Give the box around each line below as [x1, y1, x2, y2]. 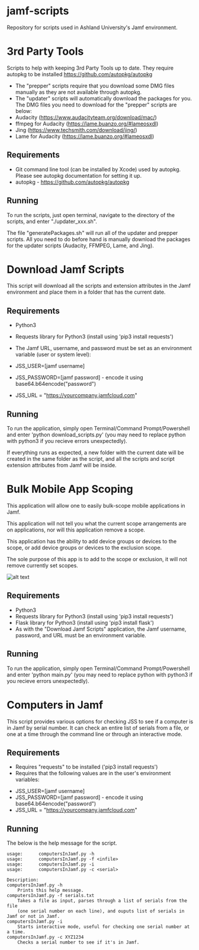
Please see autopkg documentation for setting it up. [15, 172, 142, 179]
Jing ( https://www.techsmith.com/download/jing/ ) [15, 126, 138, 133]
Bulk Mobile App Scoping [7, 483, 133, 496]
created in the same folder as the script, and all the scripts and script [7, 455, 175, 463]
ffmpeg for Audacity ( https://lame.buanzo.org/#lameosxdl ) [15, 120, 159, 127]
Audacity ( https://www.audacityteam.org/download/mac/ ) [15, 114, 158, 121]
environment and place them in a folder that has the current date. [7, 288, 166, 295]
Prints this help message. [17, 888, 84, 894]
